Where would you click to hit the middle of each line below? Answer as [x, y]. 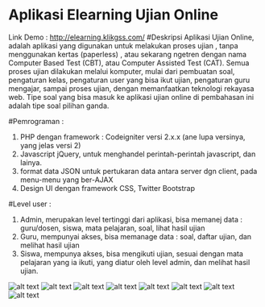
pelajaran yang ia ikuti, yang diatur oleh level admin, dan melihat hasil [135, 262]
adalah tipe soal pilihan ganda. [59, 106]
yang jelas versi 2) [50, 145]
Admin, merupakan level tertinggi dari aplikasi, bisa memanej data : [131, 219]
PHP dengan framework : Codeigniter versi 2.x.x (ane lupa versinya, [132, 137]
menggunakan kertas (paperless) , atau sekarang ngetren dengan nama [128, 54]
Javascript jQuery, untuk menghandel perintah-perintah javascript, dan [138, 154]
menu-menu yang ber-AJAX [67, 180]
